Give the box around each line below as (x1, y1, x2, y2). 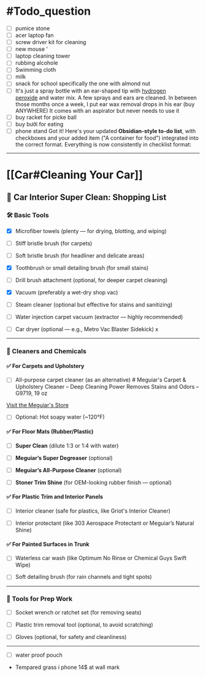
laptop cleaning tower (15, 52, 71, 59)
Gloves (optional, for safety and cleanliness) (15, 633, 127, 640)
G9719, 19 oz (15, 389, 48, 397)
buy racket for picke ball (15, 113, 77, 121)
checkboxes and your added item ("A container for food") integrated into (15, 134, 199, 142)
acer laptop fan (15, 32, 54, 39)
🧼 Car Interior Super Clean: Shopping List (6, 192, 167, 203)
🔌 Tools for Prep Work (6, 595, 72, 603)
